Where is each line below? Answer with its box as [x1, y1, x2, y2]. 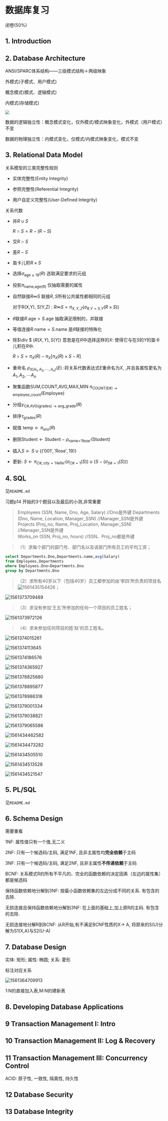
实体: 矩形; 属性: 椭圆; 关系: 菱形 [5, 956, 71, 963]
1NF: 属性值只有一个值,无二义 [5, 839, 65, 845]
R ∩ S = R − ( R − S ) [12, 228, 52, 234]
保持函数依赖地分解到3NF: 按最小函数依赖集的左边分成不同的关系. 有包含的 [5, 888, 159, 894]
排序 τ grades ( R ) [12, 413, 42, 420]
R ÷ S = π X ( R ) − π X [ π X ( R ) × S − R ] [12, 353, 81, 360]
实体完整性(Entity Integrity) [12, 175, 69, 181]
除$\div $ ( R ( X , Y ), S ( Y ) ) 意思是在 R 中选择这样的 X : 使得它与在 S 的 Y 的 [12, 337, 151, 343]
